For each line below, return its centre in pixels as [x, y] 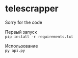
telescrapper [32, 9]
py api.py [15, 51]
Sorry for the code [24, 22]
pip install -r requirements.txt [39, 37]
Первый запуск [21, 32]
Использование [22, 46]
